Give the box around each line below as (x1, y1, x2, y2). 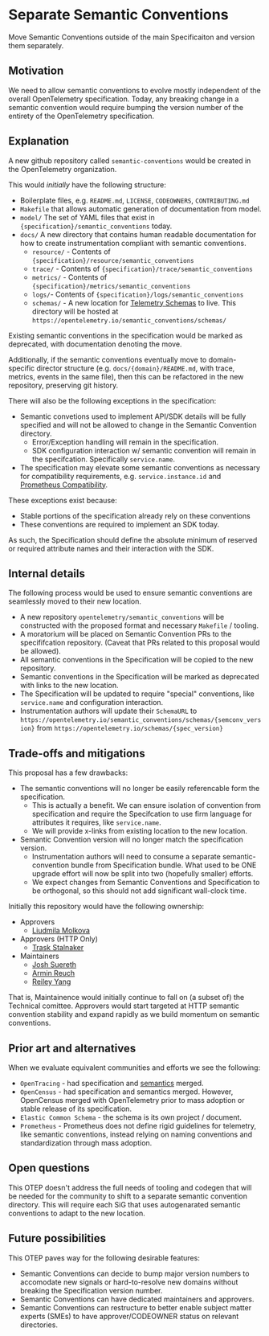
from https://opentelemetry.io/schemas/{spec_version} (36, 723, 223, 733)
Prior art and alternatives (8, 1041, 137, 1055)
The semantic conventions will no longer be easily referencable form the (19, 784, 260, 793)
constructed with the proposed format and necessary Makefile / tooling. (19, 621, 259, 630)
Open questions (8, 1162, 90, 1175)
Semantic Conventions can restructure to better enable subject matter (19, 1302, 251, 1312)
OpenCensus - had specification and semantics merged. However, (19, 1087, 234, 1096)
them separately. (8, 40, 64, 50)
